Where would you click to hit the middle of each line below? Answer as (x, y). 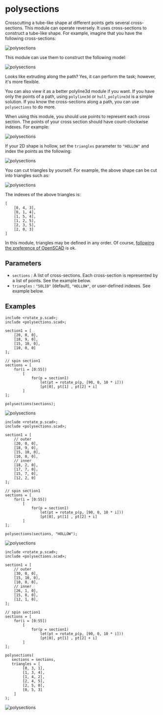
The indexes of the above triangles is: (43, 194)
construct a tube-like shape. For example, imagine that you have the (74, 33)
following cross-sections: (31, 38)
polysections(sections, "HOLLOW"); (41, 534)
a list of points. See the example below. (52, 280)
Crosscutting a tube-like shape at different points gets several (67, 23)
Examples (20, 307)
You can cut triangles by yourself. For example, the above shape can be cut (81, 170)
